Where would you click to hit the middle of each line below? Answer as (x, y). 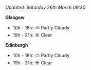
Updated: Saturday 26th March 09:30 (45, 7)
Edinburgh (17, 45)
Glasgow (15, 17)
